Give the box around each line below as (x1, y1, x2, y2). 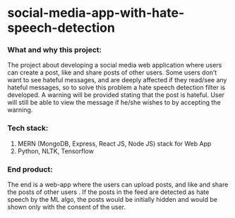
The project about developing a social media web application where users (7, 61, 222, 70)
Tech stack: (7, 123, 49, 133)
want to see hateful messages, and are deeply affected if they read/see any (7, 76, 227, 84)
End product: (7, 164, 53, 174)
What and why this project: (7, 45, 102, 55)
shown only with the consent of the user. (7, 203, 126, 212)
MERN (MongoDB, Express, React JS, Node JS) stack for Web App (17, 139, 212, 148)
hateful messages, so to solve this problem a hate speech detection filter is (7, 83, 226, 92)
